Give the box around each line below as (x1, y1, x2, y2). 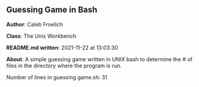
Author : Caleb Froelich (6, 20, 63, 28)
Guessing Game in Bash (6, 5, 98, 15)
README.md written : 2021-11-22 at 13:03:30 (6, 44, 119, 51)
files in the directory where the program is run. (6, 62, 122, 69)
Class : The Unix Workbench (6, 32, 77, 40)
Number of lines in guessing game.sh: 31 (6, 73, 107, 80)
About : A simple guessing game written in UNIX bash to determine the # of (6, 55, 193, 62)
